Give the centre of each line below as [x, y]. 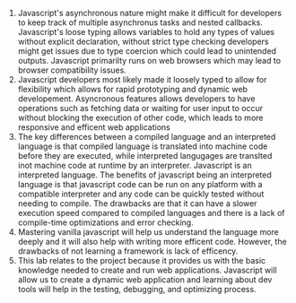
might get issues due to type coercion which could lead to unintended [147, 51]
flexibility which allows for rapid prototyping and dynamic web [133, 89]
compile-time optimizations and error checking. [106, 222]
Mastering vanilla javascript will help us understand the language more [148, 232]
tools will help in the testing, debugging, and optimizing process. [137, 289]
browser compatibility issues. [72, 70]
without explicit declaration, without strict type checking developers [143, 41]
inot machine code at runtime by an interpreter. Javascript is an [135, 165]
